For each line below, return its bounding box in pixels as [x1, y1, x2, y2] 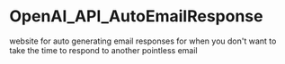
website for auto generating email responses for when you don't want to [9, 36, 277, 46]
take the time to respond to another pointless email [9, 44, 198, 55]
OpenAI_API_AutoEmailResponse [9, 6, 263, 27]
